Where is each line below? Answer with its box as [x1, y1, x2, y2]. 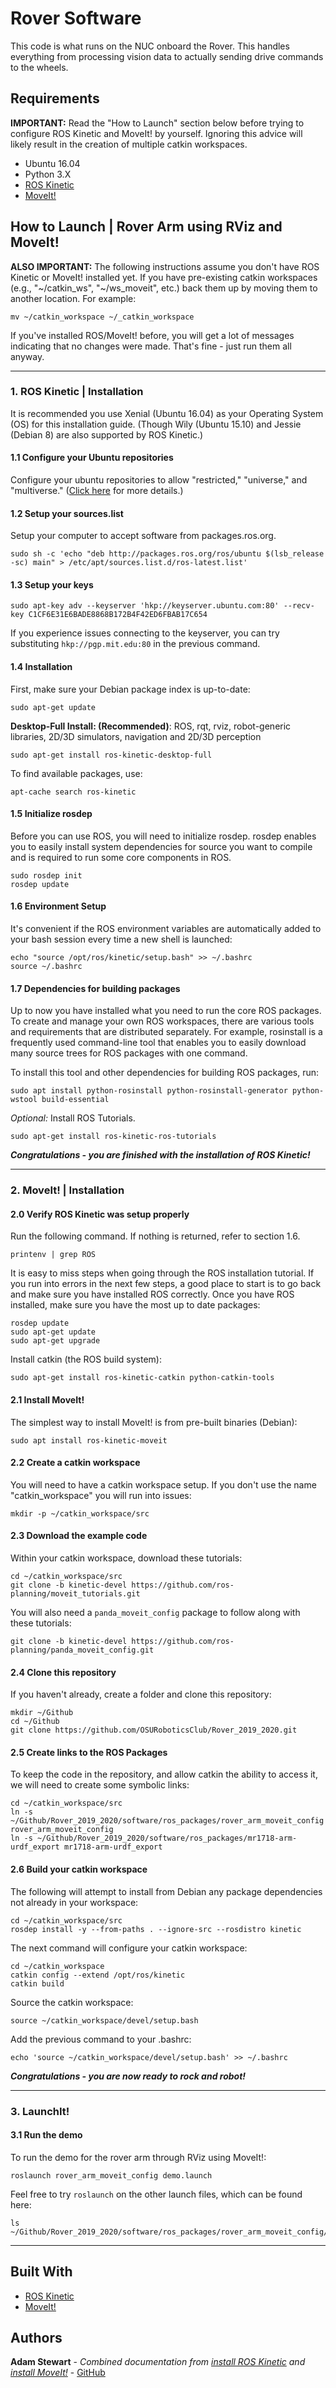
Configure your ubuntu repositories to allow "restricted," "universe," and [10, 474, 308, 486]
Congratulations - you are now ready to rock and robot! [10, 2070, 247, 2082]
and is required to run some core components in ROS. [10, 851, 232, 863]
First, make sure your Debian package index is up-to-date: [10, 683, 251, 695]
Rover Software [10, 7, 142, 30]
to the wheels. [10, 61, 69, 73]
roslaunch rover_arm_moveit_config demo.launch [10, 2170, 213, 2181]
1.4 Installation [10, 661, 73, 673]
